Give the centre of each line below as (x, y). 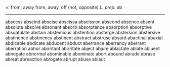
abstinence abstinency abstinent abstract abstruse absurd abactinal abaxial (84, 38)
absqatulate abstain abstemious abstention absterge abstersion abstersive (83, 32)
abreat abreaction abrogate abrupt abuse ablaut (55, 59)
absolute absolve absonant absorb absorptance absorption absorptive (79, 27)
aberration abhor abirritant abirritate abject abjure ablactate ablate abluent (83, 48)
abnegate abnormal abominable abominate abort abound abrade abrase (80, 54)
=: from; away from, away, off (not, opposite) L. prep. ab (64, 7)
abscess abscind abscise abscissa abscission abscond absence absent (80, 22)
